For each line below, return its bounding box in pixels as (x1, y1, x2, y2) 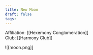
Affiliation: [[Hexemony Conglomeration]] (5, 30, 89, 36)
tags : (5, 16, 16, 21)
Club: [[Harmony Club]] (5, 35, 53, 41)
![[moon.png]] (5, 45, 33, 51)
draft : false (5, 12, 32, 17)
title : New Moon (5, 7, 38, 12)
